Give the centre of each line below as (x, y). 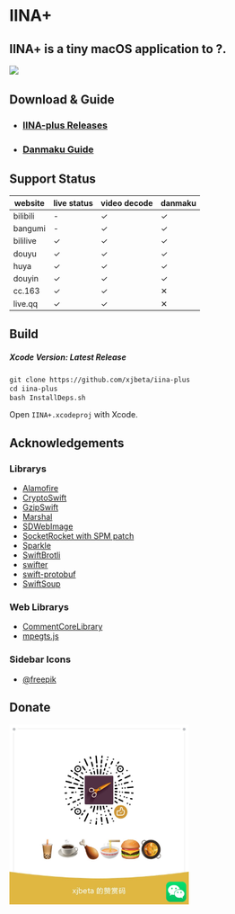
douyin (26, 279)
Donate (30, 708)
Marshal (37, 517)
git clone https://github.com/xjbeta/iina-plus (100, 380)
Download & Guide (62, 100)
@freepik (39, 679)
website (29, 202)
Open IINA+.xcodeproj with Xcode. (74, 415)
